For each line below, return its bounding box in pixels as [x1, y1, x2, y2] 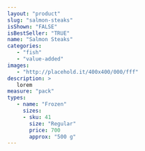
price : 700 [29, 127, 61, 134]
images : [7, 62, 30, 69]
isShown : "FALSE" [7, 23, 58, 30]
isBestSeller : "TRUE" [7, 29, 70, 37]
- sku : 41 [22, 113, 52, 120]
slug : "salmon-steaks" [7, 17, 73, 24]
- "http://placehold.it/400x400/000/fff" [16, 68, 139, 75]
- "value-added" [16, 56, 64, 63]
